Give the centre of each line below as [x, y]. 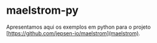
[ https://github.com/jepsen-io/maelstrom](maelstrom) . [73, 33]
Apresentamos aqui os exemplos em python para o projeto [78, 27]
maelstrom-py [43, 10]
